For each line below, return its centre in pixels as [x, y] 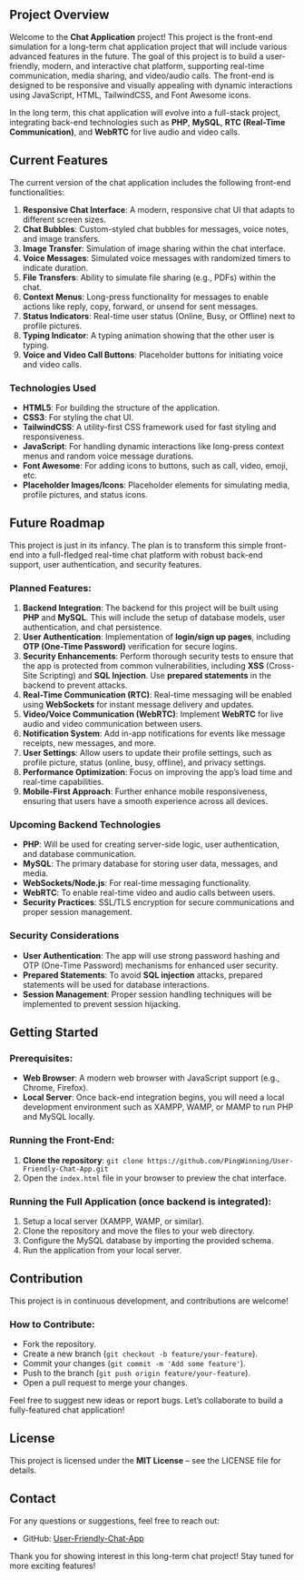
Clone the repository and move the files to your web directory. [139, 1231]
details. [23, 1470]
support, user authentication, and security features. [106, 564]
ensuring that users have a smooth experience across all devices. [145, 801]
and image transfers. [61, 238]
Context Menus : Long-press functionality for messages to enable [146, 297]
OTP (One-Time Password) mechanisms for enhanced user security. [150, 965]
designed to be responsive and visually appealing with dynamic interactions [151, 85]
